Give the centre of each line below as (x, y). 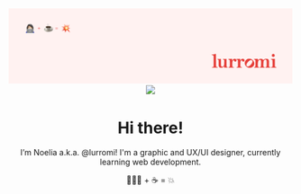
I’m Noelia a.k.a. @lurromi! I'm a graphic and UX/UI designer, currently (150, 153)
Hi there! (150, 128)
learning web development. (150, 162)
